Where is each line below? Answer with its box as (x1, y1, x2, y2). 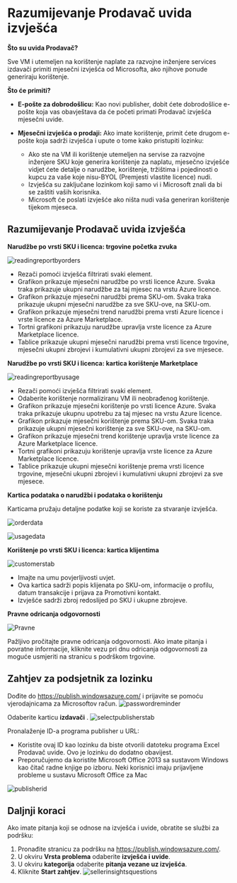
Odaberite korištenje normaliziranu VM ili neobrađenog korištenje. (17, 394, 210, 402)
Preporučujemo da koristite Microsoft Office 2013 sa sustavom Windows (17, 755, 229, 764)
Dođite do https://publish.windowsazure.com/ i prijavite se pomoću (7, 691, 204, 700)
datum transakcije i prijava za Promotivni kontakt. (17, 588, 161, 597)
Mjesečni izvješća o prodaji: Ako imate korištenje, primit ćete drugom (17, 128, 222, 137)
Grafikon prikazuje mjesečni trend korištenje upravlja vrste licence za (17, 432, 219, 440)
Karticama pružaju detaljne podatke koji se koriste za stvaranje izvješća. (7, 504, 218, 512)
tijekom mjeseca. (28, 202, 78, 211)
